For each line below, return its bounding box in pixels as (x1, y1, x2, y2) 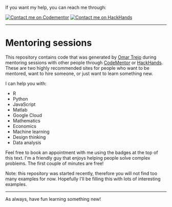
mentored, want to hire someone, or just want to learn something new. (5, 70, 154, 77)
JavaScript (12, 101, 36, 107)
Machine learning (12, 128, 50, 135)
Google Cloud (12, 112, 42, 118)
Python (12, 96, 28, 102)
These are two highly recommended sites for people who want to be (5, 65, 149, 71)
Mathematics (12, 118, 40, 124)
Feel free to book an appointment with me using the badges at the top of (5, 149, 158, 156)
